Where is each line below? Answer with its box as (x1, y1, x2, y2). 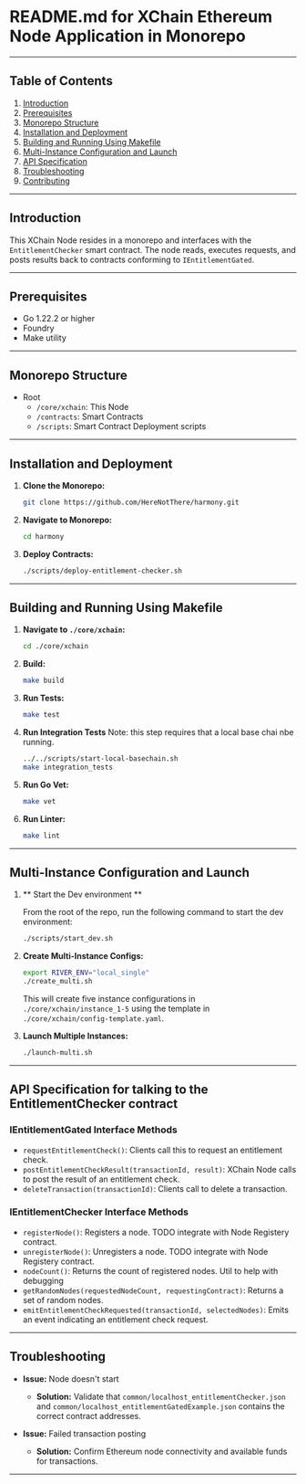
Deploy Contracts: (22, 548, 94, 559)
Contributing (22, 175, 70, 186)
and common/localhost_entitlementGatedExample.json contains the (36, 1400, 285, 1412)
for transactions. (36, 1455, 98, 1467)
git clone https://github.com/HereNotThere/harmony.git (22, 498, 240, 507)
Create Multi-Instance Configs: (22, 951, 144, 962)
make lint (22, 831, 61, 840)
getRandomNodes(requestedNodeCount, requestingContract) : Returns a (22, 1285, 284, 1296)
